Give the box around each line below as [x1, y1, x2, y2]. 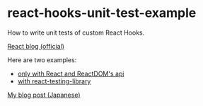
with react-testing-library [17, 76, 91, 86]
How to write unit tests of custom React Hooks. [7, 28, 145, 37]
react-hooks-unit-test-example [7, 5, 197, 21]
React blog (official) [7, 42, 65, 50]
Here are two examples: [7, 55, 77, 64]
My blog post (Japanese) [7, 90, 81, 99]
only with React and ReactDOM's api [17, 69, 124, 78]
